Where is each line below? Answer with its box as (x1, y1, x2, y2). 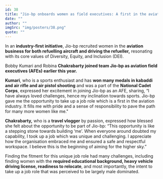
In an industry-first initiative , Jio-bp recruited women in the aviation (5, 43, 144, 49)
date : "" (5, 16, 23, 21)
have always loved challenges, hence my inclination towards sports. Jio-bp (5, 93, 155, 99)
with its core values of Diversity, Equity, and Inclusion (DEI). (5, 54, 124, 59)
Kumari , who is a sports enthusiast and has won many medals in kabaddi (5, 77, 153, 83)
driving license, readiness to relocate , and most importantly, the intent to (5, 163, 153, 169)
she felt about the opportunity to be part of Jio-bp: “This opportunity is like (5, 123, 155, 129)
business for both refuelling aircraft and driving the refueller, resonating (5, 48, 153, 54)
